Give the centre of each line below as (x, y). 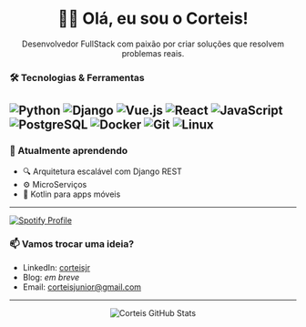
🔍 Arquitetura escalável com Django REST (102, 171)
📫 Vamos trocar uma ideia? (72, 244)
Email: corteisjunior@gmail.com (82, 287)
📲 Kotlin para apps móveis (71, 194)
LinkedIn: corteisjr (56, 267)
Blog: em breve (51, 277)
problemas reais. (153, 53)
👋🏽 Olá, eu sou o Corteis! (153, 19)
